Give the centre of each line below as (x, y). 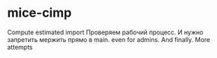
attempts (20, 47)
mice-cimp (40, 13)
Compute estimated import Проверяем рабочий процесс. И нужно (105, 32)
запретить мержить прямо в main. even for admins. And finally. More (109, 39)
